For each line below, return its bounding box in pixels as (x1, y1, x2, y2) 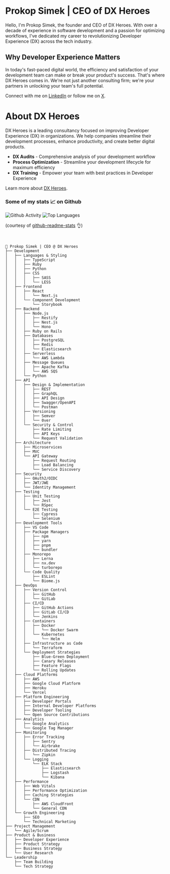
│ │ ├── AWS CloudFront (5, 801, 74, 806)
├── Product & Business (5, 832, 56, 838)
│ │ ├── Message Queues (5, 360, 65, 365)
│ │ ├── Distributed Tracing (5, 748, 76, 753)
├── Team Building (14, 859, 53, 864)
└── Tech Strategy (14, 864, 53, 869)
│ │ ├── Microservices (5, 444, 62, 449)
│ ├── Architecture (5, 440, 51, 445)
